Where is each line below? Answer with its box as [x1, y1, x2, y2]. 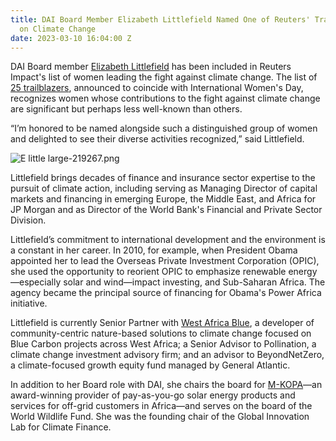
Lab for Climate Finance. [10, 421, 112, 433]
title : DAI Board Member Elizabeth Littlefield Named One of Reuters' [10, 14, 311, 25]
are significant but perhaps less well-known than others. [10, 103, 243, 115]
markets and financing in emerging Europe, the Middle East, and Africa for [10, 193, 317, 205]
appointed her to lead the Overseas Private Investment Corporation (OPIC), [10, 255, 320, 267]
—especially [10, 276, 62, 288]
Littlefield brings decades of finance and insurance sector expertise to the [10, 172, 316, 184]
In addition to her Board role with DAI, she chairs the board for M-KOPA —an [10, 379, 323, 391]
